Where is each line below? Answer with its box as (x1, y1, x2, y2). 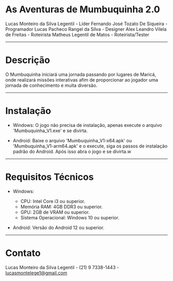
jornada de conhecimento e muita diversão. (5, 82, 98, 88)
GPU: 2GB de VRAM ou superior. (20, 209, 90, 215)
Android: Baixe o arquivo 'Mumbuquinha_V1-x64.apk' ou (12, 137, 132, 143)
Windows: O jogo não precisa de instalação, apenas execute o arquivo (12, 122, 162, 128)
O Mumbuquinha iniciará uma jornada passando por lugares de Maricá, (5, 71, 156, 78)
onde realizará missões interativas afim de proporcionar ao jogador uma (5, 77, 159, 83)
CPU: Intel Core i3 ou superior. (20, 198, 85, 204)
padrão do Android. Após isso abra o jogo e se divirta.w (12, 148, 131, 155)
